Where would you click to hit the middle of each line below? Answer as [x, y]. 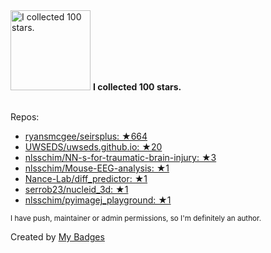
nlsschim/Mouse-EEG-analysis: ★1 [97, 168]
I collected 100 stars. [137, 87]
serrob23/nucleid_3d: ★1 [76, 189]
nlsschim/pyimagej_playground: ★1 [98, 200]
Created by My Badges [57, 237]
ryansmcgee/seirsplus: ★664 [86, 136]
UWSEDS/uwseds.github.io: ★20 [93, 147]
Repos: [25, 117]
